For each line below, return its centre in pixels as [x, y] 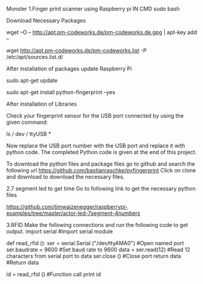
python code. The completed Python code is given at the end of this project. [101, 152]
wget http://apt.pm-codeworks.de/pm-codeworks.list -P [77, 50]
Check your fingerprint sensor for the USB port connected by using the [95, 116]
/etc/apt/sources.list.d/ [35, 57]
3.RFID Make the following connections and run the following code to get [97, 225]
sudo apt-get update [32, 80]
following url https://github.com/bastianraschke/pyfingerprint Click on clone [101, 170]
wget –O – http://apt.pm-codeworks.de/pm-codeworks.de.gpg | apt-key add [102, 32]
